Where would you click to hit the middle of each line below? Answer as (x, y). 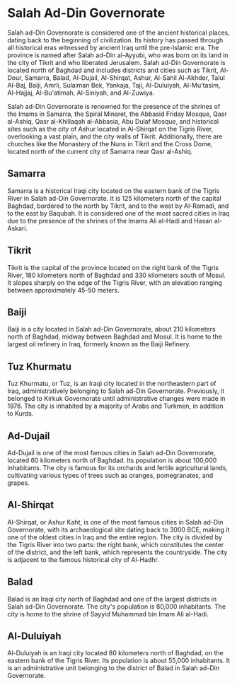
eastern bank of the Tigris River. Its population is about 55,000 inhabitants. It (119, 661)
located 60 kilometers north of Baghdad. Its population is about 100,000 (112, 460)
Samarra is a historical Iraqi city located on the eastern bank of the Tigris (114, 191)
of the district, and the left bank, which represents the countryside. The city (117, 552)
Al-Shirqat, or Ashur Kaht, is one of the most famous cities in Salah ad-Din (115, 522)
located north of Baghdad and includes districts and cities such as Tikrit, (113, 70)
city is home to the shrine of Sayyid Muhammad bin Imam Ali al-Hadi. (108, 614)
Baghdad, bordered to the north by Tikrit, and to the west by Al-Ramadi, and (118, 206)
